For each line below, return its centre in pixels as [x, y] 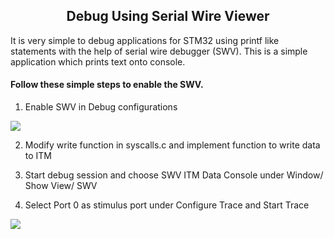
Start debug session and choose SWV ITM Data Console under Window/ [174, 175]
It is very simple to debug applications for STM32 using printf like [145, 40]
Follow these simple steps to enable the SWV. [107, 85]
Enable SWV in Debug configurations [101, 107]
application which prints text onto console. [98, 61]
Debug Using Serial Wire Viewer [168, 16]
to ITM [38, 156]
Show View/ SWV [61, 186]
